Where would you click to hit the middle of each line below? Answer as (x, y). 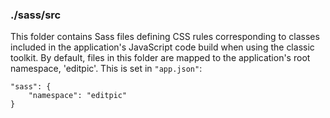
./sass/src (36, 15)
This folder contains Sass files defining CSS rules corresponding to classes (165, 37)
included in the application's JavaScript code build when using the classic (162, 47)
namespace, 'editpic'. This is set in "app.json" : (106, 69)
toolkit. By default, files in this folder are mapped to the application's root (160, 58)
